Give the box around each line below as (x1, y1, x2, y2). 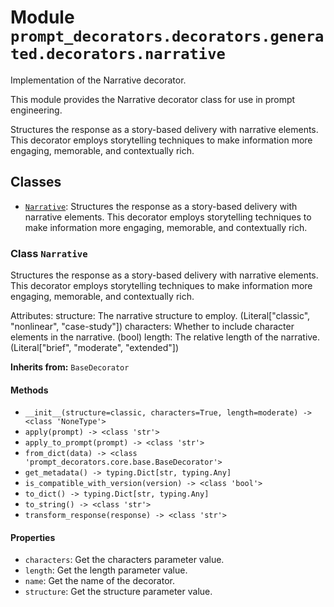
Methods (10, 384, 49, 396)
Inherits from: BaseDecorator (10, 361, 130, 373)
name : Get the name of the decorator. (24, 575, 175, 587)
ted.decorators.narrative (10, 45, 226, 64)
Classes (10, 174, 62, 191)
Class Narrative (10, 246, 88, 260)
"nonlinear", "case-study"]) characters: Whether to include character (10, 321, 295, 333)
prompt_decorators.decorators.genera (10, 27, 325, 46)
